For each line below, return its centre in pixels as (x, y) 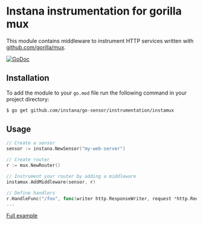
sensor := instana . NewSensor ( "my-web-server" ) (66, 149)
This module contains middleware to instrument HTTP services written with (100, 41)
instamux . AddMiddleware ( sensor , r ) (51, 182)
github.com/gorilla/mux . (36, 47)
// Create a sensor (31, 143)
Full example (22, 216)
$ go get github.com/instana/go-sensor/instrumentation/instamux (90, 110)
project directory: (28, 99)
